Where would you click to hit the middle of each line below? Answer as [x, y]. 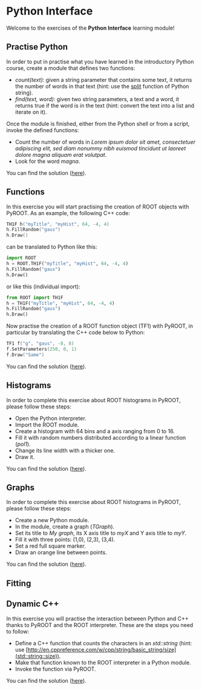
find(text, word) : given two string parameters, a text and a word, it [97, 99]
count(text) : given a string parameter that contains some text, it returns [103, 79]
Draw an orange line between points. [61, 552]
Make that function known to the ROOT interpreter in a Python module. [103, 662]
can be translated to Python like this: [52, 247]
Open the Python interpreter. [50, 418]
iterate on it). [31, 112]
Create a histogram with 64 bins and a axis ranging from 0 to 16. [95, 431]
